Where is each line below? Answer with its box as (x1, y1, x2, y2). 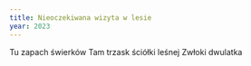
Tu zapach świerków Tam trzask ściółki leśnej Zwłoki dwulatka (9, 46, 243, 57)
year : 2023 (9, 22, 51, 31)
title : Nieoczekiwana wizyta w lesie (9, 13, 152, 23)
